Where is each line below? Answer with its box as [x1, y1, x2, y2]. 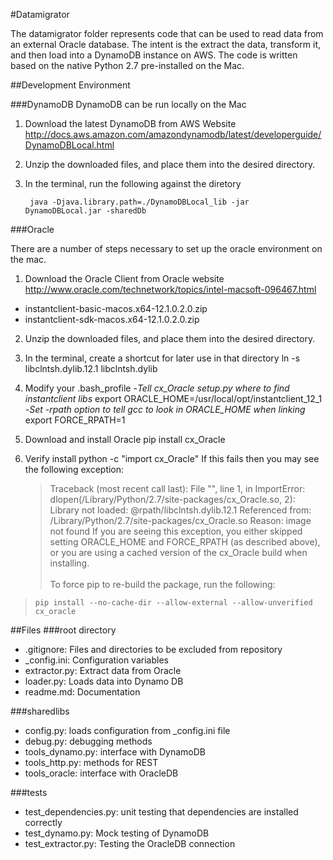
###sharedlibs [10, 705, 70, 717]
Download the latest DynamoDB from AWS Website [24, 118, 237, 129]
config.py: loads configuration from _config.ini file [24, 725, 231, 736]
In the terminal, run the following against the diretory [24, 178, 242, 189]
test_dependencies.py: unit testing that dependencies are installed [24, 806, 299, 818]
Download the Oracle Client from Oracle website [24, 273, 225, 284]
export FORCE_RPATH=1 [24, 414, 126, 426]
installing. [49, 557, 90, 569]
